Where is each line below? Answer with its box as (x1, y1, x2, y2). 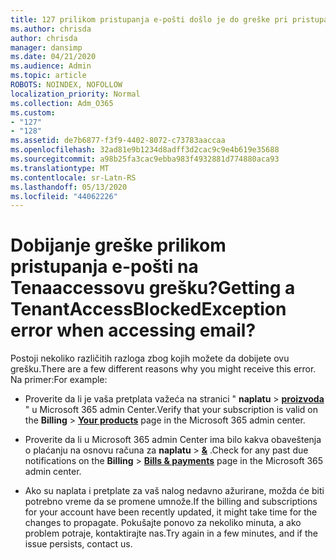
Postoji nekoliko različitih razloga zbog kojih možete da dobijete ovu (10, 352, 290, 365)
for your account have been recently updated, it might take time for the (24, 506, 318, 518)
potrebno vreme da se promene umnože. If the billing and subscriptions (24, 496, 318, 508)
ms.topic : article (10, 71, 87, 81)
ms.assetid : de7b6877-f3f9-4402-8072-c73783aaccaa (10, 136, 226, 146)
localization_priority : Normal (10, 89, 141, 99)
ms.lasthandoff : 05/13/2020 (10, 182, 128, 192)
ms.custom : (10, 107, 56, 118)
